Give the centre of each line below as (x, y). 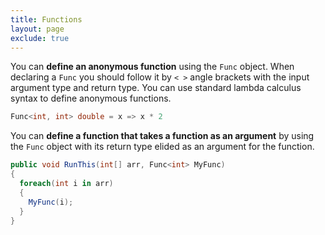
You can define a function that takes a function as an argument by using (162, 136)
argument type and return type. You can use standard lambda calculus (156, 88)
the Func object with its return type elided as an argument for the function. (162, 147)
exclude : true (40, 38)
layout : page (37, 29)
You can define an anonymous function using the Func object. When (152, 67)
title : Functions (46, 19)
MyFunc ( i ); (51, 202)
